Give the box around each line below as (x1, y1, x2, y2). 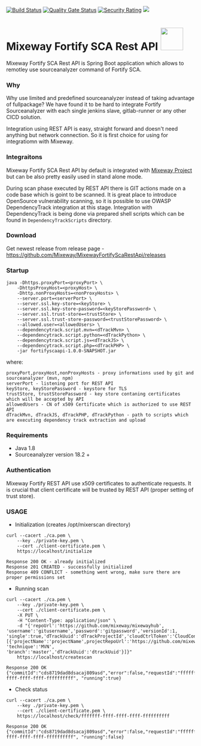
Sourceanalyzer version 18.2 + (14, 451, 90, 458)
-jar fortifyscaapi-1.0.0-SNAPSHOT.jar (17, 348, 117, 354)
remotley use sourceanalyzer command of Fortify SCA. (6, 66, 142, 73)
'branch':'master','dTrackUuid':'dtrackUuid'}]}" (6, 649, 133, 656)
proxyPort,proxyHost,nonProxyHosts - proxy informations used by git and (6, 370, 194, 376)
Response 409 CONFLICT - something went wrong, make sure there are (6, 569, 181, 575)
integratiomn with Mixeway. (6, 138, 74, 145)
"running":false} (81, 734, 124, 740)
